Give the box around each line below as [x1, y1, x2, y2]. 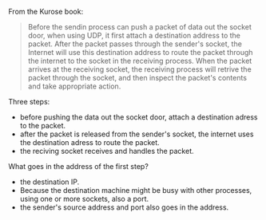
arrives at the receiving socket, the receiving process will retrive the [27, 65, 252, 74]
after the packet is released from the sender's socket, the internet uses [19, 129, 254, 139]
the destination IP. [19, 177, 80, 187]
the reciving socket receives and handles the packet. [19, 147, 194, 155]
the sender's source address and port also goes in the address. [19, 202, 229, 212]
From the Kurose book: [8, 7, 84, 16]
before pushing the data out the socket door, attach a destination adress [19, 112, 258, 122]
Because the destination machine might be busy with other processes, [19, 186, 252, 194]
